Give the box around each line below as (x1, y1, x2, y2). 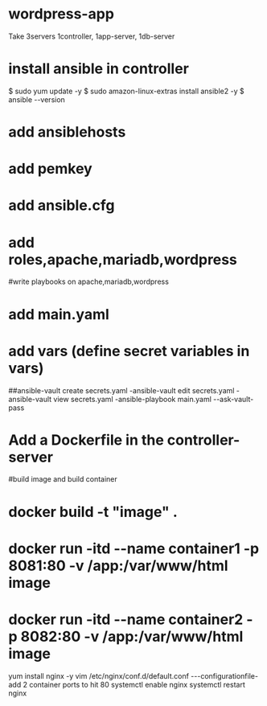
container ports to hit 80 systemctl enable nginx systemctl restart (29, 679, 245, 689)
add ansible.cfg (8, 196, 115, 215)
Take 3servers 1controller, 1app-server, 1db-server (8, 31, 175, 41)
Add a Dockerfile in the (8, 431, 165, 449)
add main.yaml (8, 305, 110, 323)
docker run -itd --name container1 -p (8, 540, 260, 557)
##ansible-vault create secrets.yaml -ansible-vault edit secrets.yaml (8, 385, 235, 395)
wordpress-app (8, 5, 115, 23)
